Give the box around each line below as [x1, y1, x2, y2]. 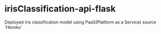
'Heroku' [4, 24, 22, 30]
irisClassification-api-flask [4, 3, 116, 14]
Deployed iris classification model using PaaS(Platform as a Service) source [4, 19, 157, 25]
